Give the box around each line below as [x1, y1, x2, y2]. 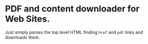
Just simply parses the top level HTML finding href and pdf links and [5, 29, 143, 35]
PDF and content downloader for [5, 3, 140, 14]
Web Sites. [5, 13, 50, 24]
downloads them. [5, 34, 40, 40]
